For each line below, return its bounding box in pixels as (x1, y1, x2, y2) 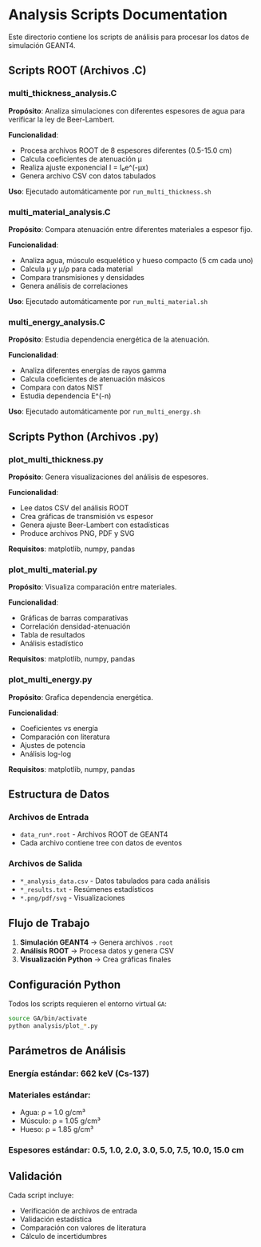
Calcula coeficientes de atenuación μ (19, 154, 142, 163)
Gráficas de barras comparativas (19, 614, 129, 623)
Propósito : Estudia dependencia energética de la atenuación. (8, 334, 210, 345)
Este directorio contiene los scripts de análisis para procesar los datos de (8, 32, 250, 42)
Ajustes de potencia (19, 740, 86, 749)
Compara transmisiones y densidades (19, 272, 145, 282)
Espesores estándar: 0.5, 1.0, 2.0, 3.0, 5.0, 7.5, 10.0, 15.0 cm (8, 1145, 245, 1156)
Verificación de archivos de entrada (19, 1206, 138, 1216)
